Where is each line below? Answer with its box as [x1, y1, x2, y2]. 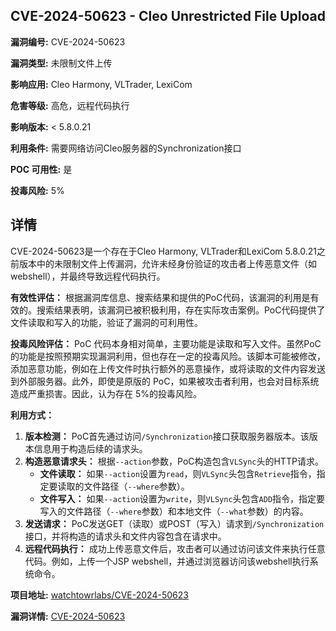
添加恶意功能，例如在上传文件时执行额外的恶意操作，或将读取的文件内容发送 [10, 362, 326, 374]
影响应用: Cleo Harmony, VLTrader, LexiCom [10, 78, 193, 90]
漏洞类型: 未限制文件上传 [10, 57, 113, 69]
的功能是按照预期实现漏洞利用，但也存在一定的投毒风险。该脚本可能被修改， [10, 350, 326, 362]
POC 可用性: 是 [10, 163, 73, 175]
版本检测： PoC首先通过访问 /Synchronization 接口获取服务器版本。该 [24, 430, 310, 442]
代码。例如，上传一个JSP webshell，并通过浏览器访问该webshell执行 [24, 555, 310, 567]
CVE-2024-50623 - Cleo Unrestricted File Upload [10, 8, 326, 25]
